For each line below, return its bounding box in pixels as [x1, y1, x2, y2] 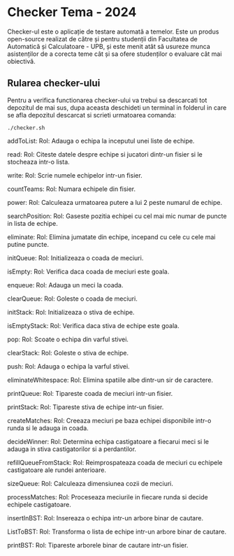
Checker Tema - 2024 [7, 4, 137, 20]
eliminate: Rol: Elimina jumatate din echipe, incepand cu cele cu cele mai [7, 232, 216, 241]
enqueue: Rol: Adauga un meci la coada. [7, 280, 124, 289]
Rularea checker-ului [7, 78, 101, 90]
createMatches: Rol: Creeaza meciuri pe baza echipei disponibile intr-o [7, 416, 212, 425]
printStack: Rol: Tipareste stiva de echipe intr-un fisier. [7, 403, 164, 411]
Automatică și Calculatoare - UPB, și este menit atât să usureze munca [7, 42, 211, 50]
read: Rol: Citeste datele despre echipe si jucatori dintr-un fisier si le [7, 150, 203, 158]
